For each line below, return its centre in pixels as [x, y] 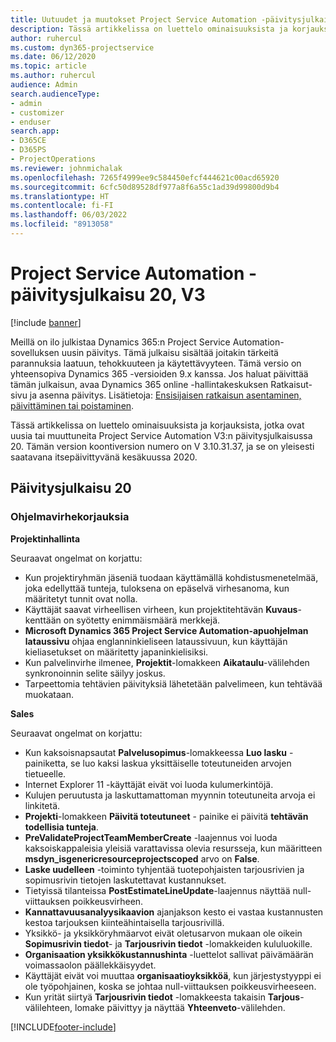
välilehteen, [48, 1007]
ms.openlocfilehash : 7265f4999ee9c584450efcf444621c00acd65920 [145, 177]
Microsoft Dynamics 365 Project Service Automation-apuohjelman [166, 630]
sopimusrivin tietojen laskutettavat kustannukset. [125, 880]
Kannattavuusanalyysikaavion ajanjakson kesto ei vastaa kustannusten [174, 912]
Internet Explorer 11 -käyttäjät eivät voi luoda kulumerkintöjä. [149, 784]
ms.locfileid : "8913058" [62, 224]
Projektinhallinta [45, 538]
